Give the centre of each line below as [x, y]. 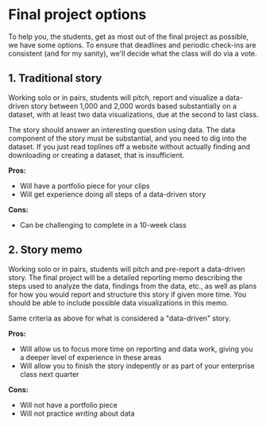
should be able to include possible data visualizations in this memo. [118, 302]
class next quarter [49, 374]
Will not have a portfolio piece [68, 405]
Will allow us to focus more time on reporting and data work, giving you [136, 349]
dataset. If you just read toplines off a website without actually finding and [129, 146]
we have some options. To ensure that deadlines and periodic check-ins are [132, 44]
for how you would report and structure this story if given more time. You [127, 294]
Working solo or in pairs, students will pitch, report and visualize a [116, 98]
